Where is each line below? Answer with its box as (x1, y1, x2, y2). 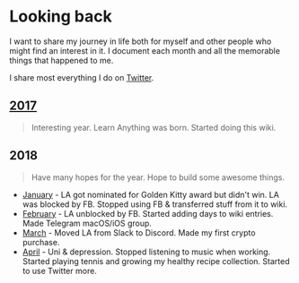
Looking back (9, 6, 112, 27)
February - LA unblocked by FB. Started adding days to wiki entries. (22, 208, 274, 219)
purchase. (22, 236, 60, 247)
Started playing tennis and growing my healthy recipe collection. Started (22, 255, 290, 266)
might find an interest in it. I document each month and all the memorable (9, 45, 281, 56)
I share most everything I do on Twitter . (9, 72, 154, 82)
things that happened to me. (9, 55, 114, 65)
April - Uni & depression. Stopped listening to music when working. (22, 246, 271, 257)
